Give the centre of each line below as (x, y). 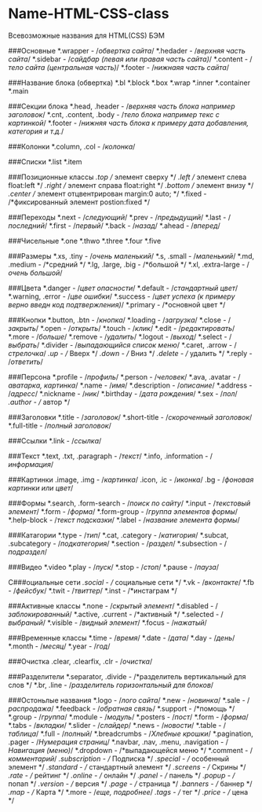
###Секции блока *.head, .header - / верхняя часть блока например (122, 106)
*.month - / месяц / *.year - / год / (59, 646)
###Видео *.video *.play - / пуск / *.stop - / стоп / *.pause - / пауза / (114, 567)
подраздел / (28, 552)
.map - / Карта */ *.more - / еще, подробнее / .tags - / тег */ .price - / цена (128, 792)
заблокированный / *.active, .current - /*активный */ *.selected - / (116, 614)
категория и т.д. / (36, 131)
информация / (31, 464)
